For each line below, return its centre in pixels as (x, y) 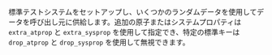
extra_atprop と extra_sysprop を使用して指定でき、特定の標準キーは (124, 32)
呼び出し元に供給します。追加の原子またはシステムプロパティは (136, 22)
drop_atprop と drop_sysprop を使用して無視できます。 (99, 42)
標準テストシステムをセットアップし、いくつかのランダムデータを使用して (133, 12)
